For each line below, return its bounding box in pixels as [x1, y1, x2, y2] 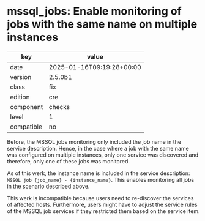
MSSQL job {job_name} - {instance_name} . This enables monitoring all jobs [7, 176, 195, 183]
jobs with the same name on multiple [7, 17, 198, 31]
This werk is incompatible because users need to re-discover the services [7, 194, 194, 201]
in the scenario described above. [7, 182, 90, 190]
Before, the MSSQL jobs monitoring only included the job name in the [7, 138, 182, 145]
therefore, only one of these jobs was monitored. [7, 157, 130, 165]
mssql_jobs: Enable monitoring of [7, 4, 182, 18]
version [10, 72, 32, 81]
